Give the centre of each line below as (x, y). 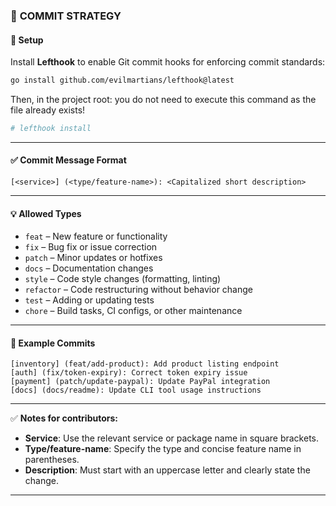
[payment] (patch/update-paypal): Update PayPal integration (140, 382)
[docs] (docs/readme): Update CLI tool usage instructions (136, 390)
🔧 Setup (27, 40)
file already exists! (48, 110)
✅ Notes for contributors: (64, 418)
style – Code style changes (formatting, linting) (123, 279)
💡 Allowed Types (46, 213)
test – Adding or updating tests (89, 300)
